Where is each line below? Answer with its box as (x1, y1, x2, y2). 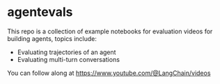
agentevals (7, 4, 73, 20)
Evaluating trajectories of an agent (17, 48, 116, 56)
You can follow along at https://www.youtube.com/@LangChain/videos (7, 69, 211, 77)
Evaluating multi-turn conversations (17, 55, 120, 63)
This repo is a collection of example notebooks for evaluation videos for (7, 27, 213, 35)
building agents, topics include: (7, 34, 97, 42)
